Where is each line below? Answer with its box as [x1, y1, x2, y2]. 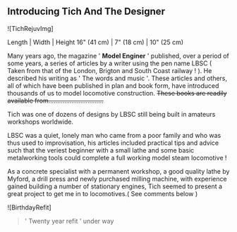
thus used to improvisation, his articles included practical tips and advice [7, 138, 219, 147]
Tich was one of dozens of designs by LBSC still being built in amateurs [7, 110, 216, 118]
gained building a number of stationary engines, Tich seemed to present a [7, 182, 223, 191]
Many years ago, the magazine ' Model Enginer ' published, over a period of [7, 51, 229, 60]
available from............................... [7, 96, 104, 105]
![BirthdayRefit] [7, 203, 51, 212]
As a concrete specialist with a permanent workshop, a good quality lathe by [7, 167, 230, 175]
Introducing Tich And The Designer [7, 6, 166, 18]
